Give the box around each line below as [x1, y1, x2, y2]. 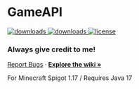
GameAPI [7, 4, 63, 20]
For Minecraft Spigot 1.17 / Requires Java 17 [7, 74, 133, 82]
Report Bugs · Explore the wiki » [7, 60, 102, 69]
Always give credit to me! [7, 44, 96, 54]
